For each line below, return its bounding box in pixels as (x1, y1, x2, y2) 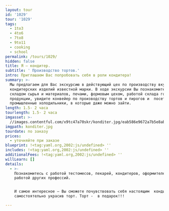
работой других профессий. (14, 175, 71, 181)
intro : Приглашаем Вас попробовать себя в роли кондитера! (5, 73, 132, 78)
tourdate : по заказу (5, 129, 49, 134)
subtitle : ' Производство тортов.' (5, 68, 80, 73)
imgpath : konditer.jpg (5, 124, 53, 129)
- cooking (10, 45, 30, 50)
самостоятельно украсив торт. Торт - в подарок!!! (14, 194, 125, 199)
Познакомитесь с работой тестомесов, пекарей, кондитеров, (14, 171, 141, 176)
